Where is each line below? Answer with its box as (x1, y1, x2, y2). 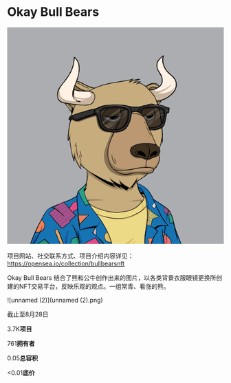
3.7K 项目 (7, 325, 32, 333)
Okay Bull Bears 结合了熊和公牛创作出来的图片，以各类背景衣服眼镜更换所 (7, 273, 217, 282)
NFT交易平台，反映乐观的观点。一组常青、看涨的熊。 (19, 282, 170, 290)
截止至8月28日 (7, 310, 49, 318)
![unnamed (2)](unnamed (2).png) (7, 296, 103, 304)
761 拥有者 (7, 339, 36, 347)
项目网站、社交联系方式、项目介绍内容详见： (7, 252, 134, 260)
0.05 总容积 (7, 353, 38, 362)
